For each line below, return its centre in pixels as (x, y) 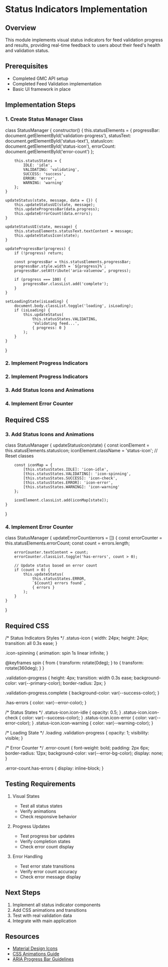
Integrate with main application (44, 921)
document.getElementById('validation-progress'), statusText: (68, 135)
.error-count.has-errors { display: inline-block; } (54, 768)
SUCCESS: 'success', (45, 174)
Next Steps (23, 893)
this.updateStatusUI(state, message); (55, 204)
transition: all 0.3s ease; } (31, 643)
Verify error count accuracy (49, 871)
